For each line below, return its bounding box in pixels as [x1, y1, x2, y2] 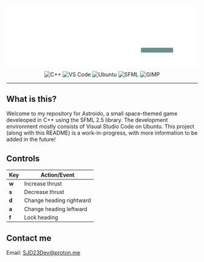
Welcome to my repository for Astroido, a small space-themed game [6, 110, 178, 117]
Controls [6, 153, 40, 164]
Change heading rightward [24, 196, 91, 204]
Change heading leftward [24, 205, 88, 212]
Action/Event [40, 171, 75, 178]
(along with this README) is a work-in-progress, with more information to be [6, 129, 198, 136]
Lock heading [24, 213, 59, 221]
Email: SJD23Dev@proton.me [6, 249, 81, 257]
